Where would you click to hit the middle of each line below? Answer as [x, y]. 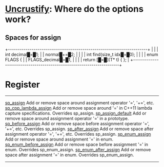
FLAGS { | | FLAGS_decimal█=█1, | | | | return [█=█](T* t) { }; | [67, 60]
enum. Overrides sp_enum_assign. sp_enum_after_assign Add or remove [78, 149]
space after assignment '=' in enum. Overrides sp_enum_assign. [70, 155]
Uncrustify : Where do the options [74, 9]
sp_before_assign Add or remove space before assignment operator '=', [77, 123]
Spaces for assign [33, 37]
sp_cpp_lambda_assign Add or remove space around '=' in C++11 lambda [79, 108]
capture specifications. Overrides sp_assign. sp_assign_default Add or [76, 113]
